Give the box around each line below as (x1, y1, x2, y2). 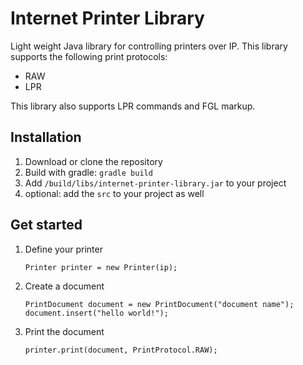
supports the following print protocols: (10, 50, 168, 62)
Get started (10, 217, 83, 234)
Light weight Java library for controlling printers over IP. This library (10, 40, 288, 52)
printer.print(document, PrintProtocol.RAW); (24, 345, 218, 355)
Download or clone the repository (24, 155, 163, 167)
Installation (10, 129, 82, 146)
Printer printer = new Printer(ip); (24, 262, 178, 272)
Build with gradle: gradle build (24, 166, 153, 178)
